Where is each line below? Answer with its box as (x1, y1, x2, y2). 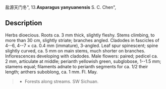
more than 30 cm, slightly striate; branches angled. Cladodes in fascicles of (5, 37, 160, 43)
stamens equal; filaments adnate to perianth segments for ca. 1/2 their (5, 63, 148, 69)
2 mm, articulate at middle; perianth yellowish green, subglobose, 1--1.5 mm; (5, 58, 162, 64)
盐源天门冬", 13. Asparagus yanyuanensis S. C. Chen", (5, 4, 116, 10)
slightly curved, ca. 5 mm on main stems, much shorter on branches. (5, 47, 146, 53)
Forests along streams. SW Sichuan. (24, 78, 99, 84)
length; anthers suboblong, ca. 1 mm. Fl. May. (5, 69, 98, 75)
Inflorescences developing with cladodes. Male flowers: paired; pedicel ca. (5, 53, 159, 59)
